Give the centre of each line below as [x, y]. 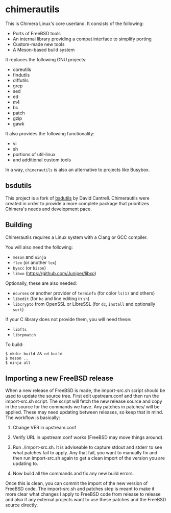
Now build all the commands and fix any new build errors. [73, 474]
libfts [20, 329]
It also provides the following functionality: [50, 133]
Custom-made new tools [39, 44]
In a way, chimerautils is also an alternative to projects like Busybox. [78, 169]
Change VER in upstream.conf [44, 428]
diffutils [21, 80]
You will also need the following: [39, 247]
